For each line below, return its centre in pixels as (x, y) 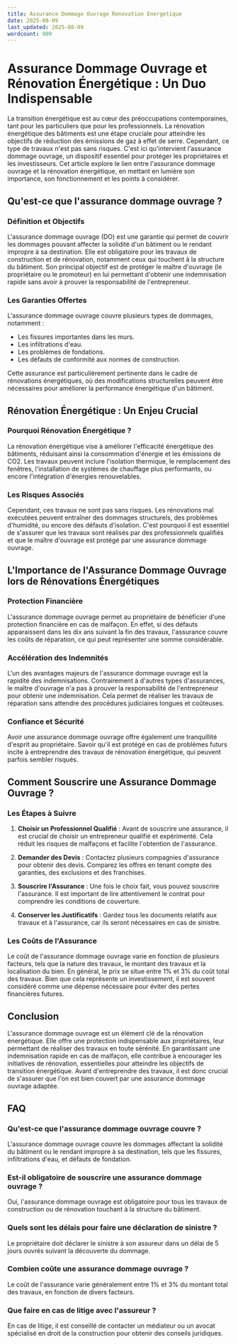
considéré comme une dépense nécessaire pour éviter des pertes (103, 987)
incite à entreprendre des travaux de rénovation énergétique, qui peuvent (114, 752)
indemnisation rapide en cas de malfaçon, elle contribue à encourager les (115, 1056)
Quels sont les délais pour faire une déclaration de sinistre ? (112, 1228)
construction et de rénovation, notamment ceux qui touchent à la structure (116, 259)
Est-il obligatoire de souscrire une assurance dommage (104, 1177)
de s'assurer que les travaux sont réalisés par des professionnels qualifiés (116, 533)
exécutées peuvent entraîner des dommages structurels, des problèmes (113, 517)
